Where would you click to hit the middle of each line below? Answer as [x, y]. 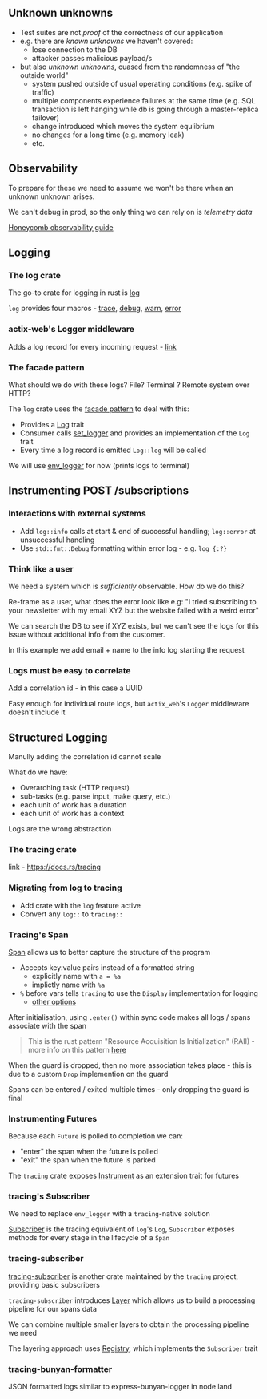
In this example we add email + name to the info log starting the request [127, 649]
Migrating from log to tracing [65, 888]
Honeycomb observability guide [61, 227]
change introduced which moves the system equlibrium [123, 126]
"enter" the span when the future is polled [89, 1152]
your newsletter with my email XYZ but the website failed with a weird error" [134, 610]
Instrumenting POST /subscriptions [99, 491]
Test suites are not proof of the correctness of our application [122, 32]
